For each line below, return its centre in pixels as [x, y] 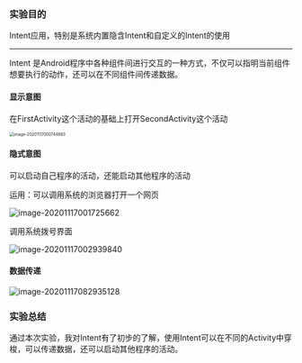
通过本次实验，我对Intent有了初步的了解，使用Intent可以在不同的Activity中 [147, 338]
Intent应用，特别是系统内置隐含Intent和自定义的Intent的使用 [120, 36]
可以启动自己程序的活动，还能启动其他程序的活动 [100, 175]
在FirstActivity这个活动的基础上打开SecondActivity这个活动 [119, 118]
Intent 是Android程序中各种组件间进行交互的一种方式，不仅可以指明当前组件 [150, 63]
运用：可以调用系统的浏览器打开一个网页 [84, 195]
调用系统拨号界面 [41, 231]
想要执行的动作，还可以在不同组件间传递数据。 [96, 75]
